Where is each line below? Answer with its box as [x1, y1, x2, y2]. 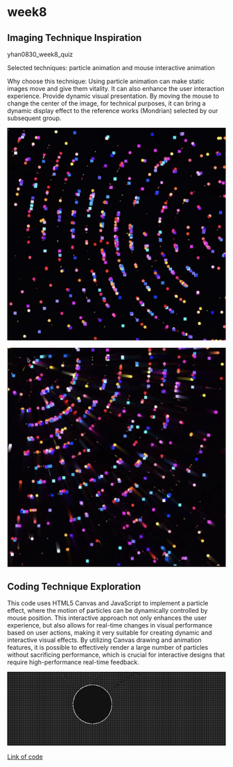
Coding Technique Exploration [7, 580, 141, 592]
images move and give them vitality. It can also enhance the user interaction [7, 85, 225, 92]
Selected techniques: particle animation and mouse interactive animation [7, 64, 215, 71]
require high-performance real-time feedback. [7, 658, 140, 666]
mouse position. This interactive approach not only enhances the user [7, 614, 207, 622]
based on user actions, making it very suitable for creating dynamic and [7, 629, 212, 637]
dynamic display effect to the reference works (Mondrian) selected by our [7, 107, 218, 115]
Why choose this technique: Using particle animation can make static [7, 77, 205, 85]
